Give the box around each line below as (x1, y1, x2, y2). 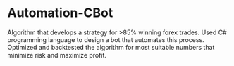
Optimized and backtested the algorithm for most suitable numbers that (7, 43, 215, 51)
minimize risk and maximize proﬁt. (7, 51, 107, 59)
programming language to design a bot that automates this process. (7, 35, 204, 44)
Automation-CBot (7, 5, 113, 21)
